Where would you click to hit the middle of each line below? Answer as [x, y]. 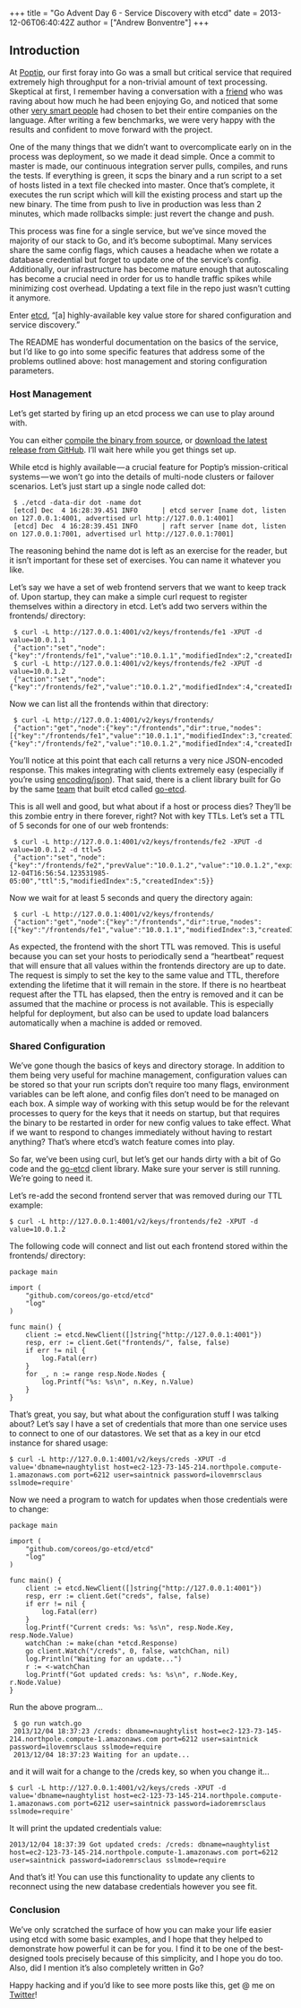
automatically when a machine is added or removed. [106, 1023]
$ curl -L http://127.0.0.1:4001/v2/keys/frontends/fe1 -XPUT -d [138, 633]
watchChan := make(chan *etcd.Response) [102, 1644]
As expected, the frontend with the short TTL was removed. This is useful [145, 947]
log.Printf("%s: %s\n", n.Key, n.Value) [118, 1382]
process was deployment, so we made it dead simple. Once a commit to [142, 156]
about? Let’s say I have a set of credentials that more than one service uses [149, 1424]
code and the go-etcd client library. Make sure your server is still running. [145, 1169]
